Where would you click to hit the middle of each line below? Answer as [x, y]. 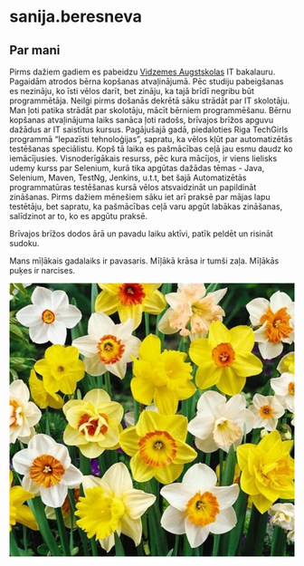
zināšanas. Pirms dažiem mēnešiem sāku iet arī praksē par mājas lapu [140, 197]
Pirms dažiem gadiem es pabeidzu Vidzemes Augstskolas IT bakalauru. [142, 72]
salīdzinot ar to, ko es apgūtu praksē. [78, 216]
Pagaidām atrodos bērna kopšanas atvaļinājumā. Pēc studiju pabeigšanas [147, 82]
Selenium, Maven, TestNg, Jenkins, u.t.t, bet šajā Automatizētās [128, 177]
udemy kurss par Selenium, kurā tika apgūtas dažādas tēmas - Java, [137, 168]
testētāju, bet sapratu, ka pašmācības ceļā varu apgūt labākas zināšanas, [146, 206]
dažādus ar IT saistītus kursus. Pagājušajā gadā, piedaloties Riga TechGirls [149, 130]
